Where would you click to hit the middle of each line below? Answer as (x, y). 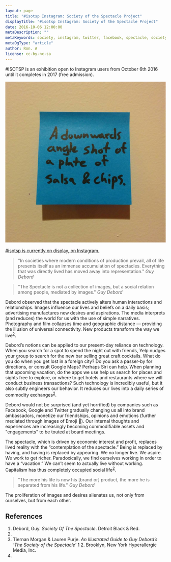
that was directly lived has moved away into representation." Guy (86, 271)
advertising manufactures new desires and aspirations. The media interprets (85, 313)
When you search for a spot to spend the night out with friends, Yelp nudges (85, 351)
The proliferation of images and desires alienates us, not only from (75, 495)
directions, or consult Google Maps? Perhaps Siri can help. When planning (83, 367)
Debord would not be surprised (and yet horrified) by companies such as (82, 405)
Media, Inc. (24, 550)
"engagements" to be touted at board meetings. (55, 432)
